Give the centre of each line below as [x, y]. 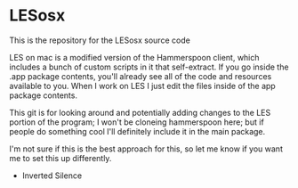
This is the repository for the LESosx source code [100, 40]
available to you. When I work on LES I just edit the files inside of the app [142, 86]
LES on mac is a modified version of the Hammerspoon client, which [134, 57]
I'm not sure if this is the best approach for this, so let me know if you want [146, 149]
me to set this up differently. [60, 158]
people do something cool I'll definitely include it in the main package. [137, 131]
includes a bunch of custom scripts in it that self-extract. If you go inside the [149, 67]
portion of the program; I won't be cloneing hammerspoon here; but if [137, 122]
